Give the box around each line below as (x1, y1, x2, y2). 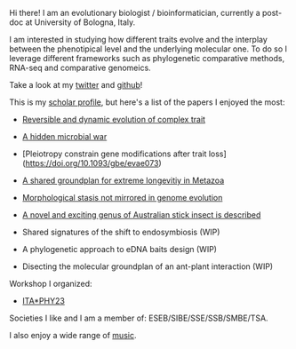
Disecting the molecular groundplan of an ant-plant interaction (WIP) (21, 261, 274, 272)
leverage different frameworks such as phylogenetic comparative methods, (9, 53, 285, 63)
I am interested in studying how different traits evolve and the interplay (9, 35, 268, 44)
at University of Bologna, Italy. (25, 17, 136, 28)
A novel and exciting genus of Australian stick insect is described (21, 210, 261, 220)
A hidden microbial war (21, 131, 108, 141)
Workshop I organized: (9, 279, 92, 289)
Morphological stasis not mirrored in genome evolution (21, 193, 223, 202)
